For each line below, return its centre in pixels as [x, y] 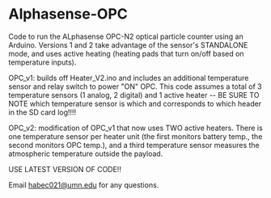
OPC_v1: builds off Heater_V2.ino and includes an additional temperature [129, 78]
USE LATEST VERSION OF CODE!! [65, 169]
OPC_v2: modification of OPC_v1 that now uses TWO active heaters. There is [135, 128]
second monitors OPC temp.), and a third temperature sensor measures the [134, 145]
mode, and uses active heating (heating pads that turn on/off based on [126, 53]
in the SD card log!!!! [42, 112]
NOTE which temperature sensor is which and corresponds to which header [135, 103]
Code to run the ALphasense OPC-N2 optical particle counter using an [126, 36]
